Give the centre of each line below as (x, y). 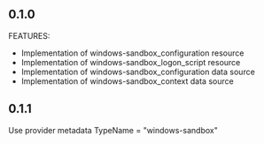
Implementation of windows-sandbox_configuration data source (138, 72)
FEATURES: (29, 35)
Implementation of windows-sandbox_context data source (127, 81)
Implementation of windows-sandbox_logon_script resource (131, 62)
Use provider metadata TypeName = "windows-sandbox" (113, 130)
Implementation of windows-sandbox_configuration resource (132, 53)
